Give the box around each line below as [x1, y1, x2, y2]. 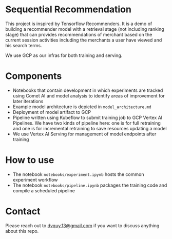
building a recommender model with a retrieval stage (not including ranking [5, 26, 164, 32]
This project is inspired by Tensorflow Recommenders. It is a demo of [5, 21, 152, 27]
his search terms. [5, 42, 42, 48]
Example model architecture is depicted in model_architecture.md [12, 104, 151, 110]
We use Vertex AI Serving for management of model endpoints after [12, 131, 157, 137]
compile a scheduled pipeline [12, 187, 75, 193]
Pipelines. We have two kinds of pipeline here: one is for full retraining [12, 120, 161, 126]
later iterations [12, 98, 44, 104]
